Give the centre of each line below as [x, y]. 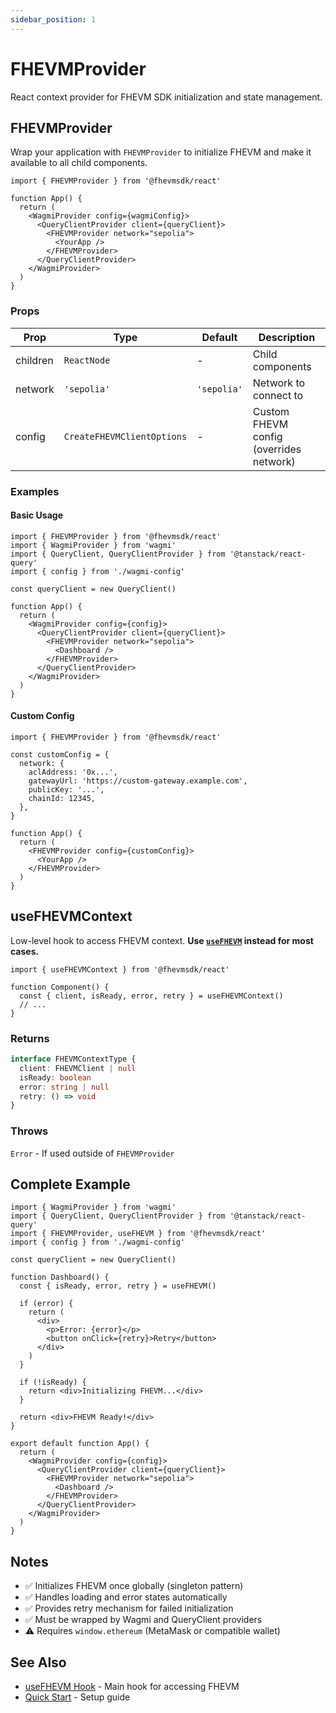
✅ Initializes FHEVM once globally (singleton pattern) [134, 1586]
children [34, 360]
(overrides [277, 449]
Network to [279, 383]
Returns [30, 1038]
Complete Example [70, 1184]
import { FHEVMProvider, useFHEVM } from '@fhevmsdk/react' [138, 1234]
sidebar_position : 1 [53, 19]
